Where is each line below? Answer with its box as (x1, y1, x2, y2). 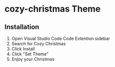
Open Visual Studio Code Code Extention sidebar (11, 35, 110, 41)
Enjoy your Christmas (11, 56, 55, 62)
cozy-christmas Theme (4, 3, 101, 15)
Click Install (11, 46, 35, 51)
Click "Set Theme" (11, 51, 49, 57)
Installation (4, 23, 39, 31)
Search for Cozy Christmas (11, 41, 66, 47)
